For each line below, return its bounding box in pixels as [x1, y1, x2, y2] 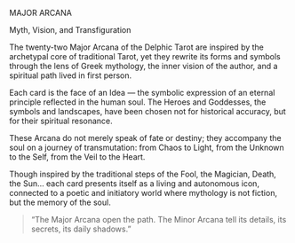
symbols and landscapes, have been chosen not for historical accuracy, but [9, 106, 286, 116]
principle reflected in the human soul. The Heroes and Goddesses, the [9, 97, 267, 107]
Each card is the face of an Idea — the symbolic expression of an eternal [9, 88, 275, 98]
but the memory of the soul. [9, 197, 111, 208]
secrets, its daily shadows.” [30, 223, 132, 234]
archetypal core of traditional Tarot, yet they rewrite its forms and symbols [9, 51, 282, 61]
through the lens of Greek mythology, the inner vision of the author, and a [9, 61, 278, 71]
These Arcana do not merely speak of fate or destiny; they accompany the [9, 133, 282, 143]
